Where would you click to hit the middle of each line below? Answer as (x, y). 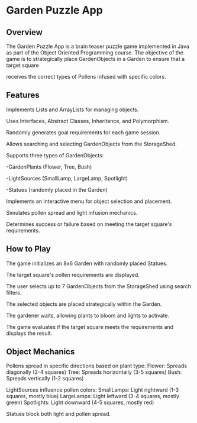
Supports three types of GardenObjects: (55, 155)
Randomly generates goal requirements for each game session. (83, 132)
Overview (25, 32)
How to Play (29, 249)
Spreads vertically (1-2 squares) (45, 379)
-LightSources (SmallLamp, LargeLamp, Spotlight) (67, 178)
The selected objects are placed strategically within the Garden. (84, 304)
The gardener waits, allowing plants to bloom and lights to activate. (88, 315)
